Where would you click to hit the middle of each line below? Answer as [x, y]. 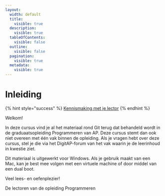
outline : [19, 47]
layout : [13, 10]
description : [23, 28]
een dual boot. [20, 169]
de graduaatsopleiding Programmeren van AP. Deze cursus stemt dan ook [81, 133]
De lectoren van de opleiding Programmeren [50, 188]
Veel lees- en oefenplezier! [33, 178]
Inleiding [24, 95]
